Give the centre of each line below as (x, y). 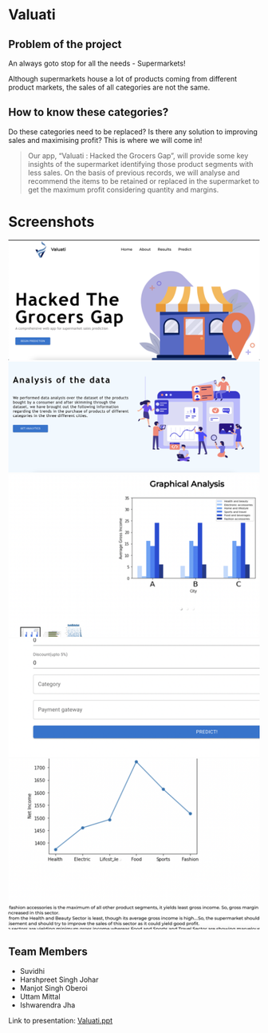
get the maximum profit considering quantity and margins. (123, 189)
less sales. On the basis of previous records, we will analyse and (134, 173)
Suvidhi (32, 971)
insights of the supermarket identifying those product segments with (140, 164)
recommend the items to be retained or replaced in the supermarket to (144, 181)
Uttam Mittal (40, 996)
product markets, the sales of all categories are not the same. (109, 87)
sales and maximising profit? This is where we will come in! (105, 140)
